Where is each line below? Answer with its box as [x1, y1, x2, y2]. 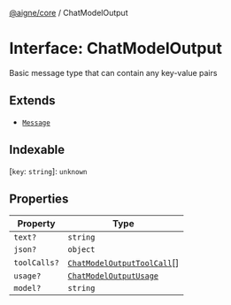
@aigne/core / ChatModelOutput [9, 8, 128, 18]
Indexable [9, 142, 65, 157]
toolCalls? [13, 258, 59, 268]
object [67, 245, 96, 255]
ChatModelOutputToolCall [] [67, 256, 180, 269]
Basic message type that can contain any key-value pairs [9, 67, 218, 78]
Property [17, 217, 56, 230]
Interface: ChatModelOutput [9, 39, 223, 58]
